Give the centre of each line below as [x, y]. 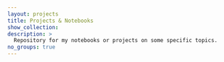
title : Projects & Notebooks [50, 21]
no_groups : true [31, 47]
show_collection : [33, 27]
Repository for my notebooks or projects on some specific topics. [116, 41]
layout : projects [33, 14]
